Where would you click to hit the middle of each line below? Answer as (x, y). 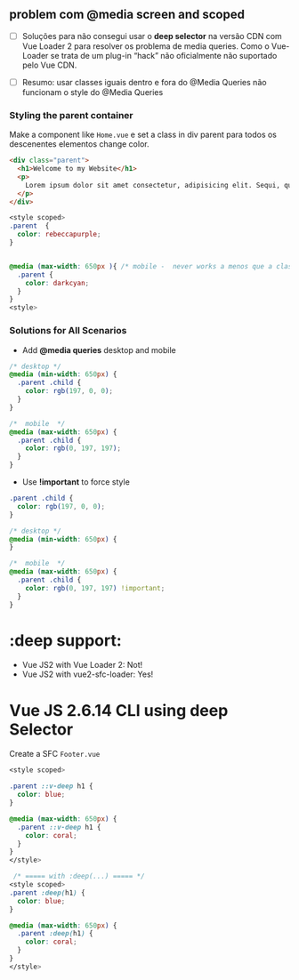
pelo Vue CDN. (49, 65)
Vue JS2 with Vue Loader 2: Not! (82, 665)
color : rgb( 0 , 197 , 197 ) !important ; (95, 588)
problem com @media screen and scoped (127, 15)
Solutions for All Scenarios (68, 331)
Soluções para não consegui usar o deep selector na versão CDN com (152, 36)
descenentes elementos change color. (79, 144)
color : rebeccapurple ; (59, 235)
